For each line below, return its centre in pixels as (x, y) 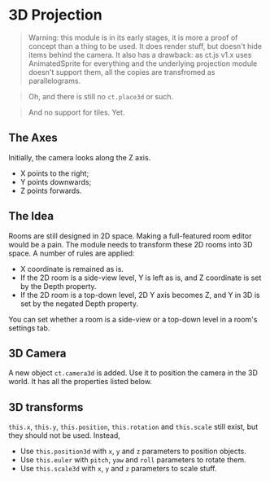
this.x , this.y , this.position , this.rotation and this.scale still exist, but (133, 427)
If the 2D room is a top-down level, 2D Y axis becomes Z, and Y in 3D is (140, 295)
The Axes (33, 138)
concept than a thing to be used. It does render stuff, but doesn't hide (145, 46)
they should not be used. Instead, (64, 435)
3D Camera (37, 353)
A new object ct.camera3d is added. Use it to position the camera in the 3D (133, 373)
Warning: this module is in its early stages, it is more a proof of (133, 37)
